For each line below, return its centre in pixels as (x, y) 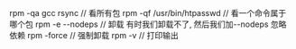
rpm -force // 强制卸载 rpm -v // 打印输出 (102, 35)
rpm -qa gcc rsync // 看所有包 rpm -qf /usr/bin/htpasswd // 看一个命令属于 (148, 13)
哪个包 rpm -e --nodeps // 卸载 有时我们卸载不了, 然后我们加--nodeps (139, 24)
